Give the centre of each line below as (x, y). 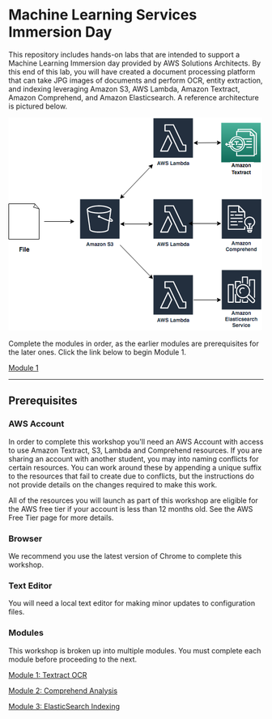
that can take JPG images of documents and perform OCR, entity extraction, (136, 80)
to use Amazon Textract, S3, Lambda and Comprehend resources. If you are (136, 450)
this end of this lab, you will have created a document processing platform (132, 71)
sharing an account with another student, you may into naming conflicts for (134, 458)
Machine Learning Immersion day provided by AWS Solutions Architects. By (135, 63)
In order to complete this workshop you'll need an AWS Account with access (136, 441)
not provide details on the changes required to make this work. (113, 484)
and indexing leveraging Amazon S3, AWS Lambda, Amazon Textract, (124, 89)
